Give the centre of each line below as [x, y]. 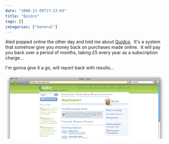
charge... [15, 58]
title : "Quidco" [22, 16]
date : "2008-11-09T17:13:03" [36, 11]
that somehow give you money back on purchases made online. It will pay [83, 47]
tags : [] [14, 21]
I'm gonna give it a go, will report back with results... [60, 68]
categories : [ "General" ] [31, 27]
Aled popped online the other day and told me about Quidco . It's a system [83, 42]
